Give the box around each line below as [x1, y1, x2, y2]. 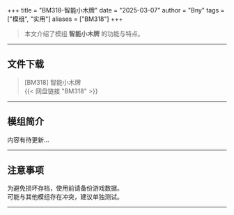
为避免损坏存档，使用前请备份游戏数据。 [7, 184, 123, 193]
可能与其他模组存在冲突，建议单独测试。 [7, 193, 123, 201]
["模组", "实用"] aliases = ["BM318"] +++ [7, 15, 123, 23]
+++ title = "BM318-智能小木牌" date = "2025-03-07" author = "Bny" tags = [7, 6, 225, 14]
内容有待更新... [7, 135, 50, 144]
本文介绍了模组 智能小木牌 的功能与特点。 [24, 30, 144, 38]
